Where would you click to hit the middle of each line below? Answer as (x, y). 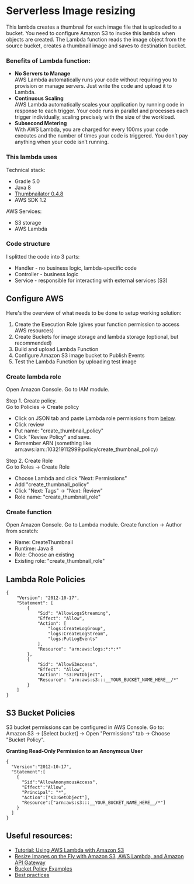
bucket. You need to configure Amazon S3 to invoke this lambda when (91, 33)
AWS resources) (34, 330)
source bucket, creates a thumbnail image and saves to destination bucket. (96, 46)
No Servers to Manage (42, 74)
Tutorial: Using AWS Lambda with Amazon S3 (69, 850)
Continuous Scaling (39, 98)
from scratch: (22, 531)
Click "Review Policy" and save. (53, 436)
